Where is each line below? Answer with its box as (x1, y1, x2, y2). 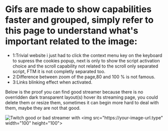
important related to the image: (5, 36, 138, 47)
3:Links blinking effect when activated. (12, 79, 93, 85)
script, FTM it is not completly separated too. (12, 68, 106, 74)
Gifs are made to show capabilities (5, 4, 152, 15)
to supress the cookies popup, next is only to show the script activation (12, 57, 160, 63)
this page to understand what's (5, 25, 138, 36)
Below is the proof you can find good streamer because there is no (5, 89, 143, 95)
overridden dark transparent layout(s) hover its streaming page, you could (5, 94, 158, 100)
